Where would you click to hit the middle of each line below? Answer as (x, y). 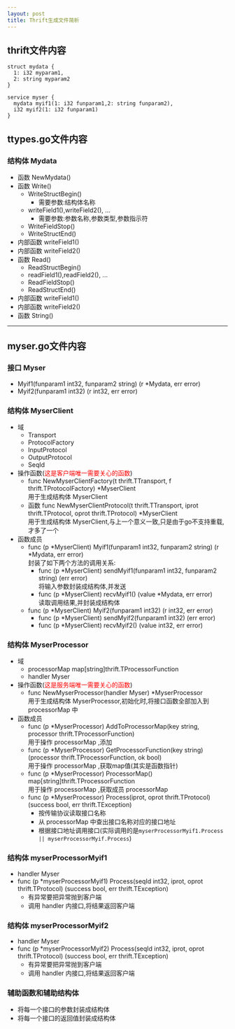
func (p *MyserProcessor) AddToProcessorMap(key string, (113, 727)
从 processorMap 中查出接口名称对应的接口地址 (107, 822)
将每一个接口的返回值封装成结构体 (66, 1018)
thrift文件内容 (37, 50)
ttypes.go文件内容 (47, 139)
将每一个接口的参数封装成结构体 (63, 1009)
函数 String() (35, 315)
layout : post (26, 14)
